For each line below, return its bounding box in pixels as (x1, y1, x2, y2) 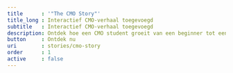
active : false (7, 56, 64, 63)
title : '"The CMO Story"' (7, 10, 101, 17)
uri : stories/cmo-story (7, 42, 101, 49)
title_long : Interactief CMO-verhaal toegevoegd (7, 17, 154, 24)
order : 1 (7, 49, 51, 56)
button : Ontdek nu (7, 36, 76, 43)
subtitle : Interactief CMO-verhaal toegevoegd (7, 23, 154, 30)
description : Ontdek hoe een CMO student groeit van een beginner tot (7, 29, 216, 37)
